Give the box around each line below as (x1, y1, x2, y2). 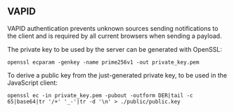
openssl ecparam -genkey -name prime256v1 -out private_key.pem (7, 59, 200, 66)
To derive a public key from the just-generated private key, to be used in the (7, 71, 227, 79)
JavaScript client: (7, 78, 58, 87)
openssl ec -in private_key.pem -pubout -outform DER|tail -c (7, 92, 193, 99)
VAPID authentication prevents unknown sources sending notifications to (7, 24, 219, 32)
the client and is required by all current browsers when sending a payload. (7, 31, 223, 40)
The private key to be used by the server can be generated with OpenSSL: (7, 45, 223, 53)
